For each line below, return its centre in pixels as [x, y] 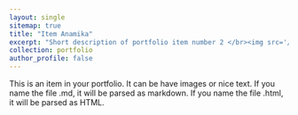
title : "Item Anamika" [51, 34]
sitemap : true [35, 26]
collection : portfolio [51, 50]
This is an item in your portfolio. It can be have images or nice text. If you [142, 84]
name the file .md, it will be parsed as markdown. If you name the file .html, [146, 93]
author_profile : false [51, 58]
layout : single [37, 17]
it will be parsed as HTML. [57, 102]
